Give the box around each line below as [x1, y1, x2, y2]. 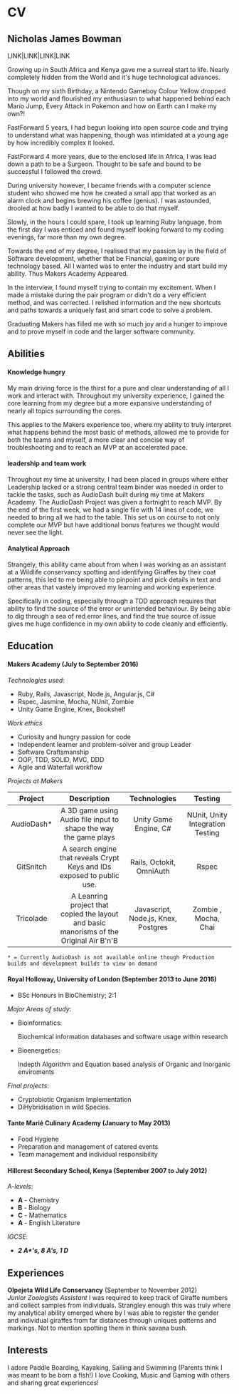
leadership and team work [7, 459, 87, 468]
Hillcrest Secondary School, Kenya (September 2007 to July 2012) [7, 1166, 208, 1174]
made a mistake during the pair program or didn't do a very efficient [7, 291, 206, 299]
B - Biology [17, 1204, 51, 1212]
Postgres [137, 922, 169, 932]
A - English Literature [17, 1219, 80, 1227]
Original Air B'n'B [60, 935, 119, 945]
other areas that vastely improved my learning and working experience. [7, 583, 217, 592]
